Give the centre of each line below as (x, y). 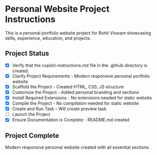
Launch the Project (31, 114)
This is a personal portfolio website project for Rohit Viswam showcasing (78, 33)
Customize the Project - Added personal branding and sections (76, 92)
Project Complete (32, 135)
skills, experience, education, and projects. (48, 38)
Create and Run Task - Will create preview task (59, 109)
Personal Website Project (57, 9)
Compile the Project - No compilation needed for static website (75, 103)
